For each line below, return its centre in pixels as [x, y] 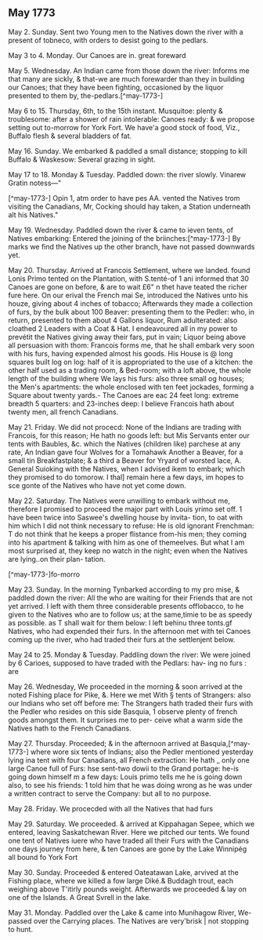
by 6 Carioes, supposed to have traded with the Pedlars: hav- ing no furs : [127, 663]
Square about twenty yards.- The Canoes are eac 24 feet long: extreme [123, 395]
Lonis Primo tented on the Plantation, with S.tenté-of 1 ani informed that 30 [128, 279]
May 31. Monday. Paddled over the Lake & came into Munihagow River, [122, 913]
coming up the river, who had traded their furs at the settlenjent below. [122, 639]
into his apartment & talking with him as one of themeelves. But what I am [126, 542]
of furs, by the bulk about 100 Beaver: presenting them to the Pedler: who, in [131, 312]
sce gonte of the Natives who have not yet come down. [97, 485]
